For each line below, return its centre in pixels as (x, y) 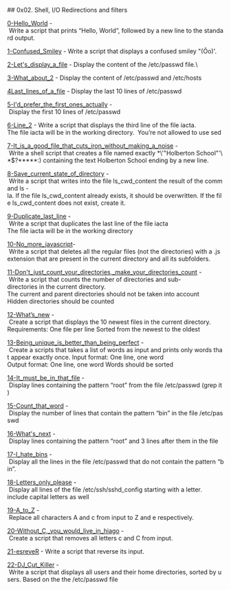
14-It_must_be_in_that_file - (46, 378)
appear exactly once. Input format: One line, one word (87, 357)
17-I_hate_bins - (30, 454)
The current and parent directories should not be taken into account (103, 294)
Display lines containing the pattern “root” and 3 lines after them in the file (113, 441)
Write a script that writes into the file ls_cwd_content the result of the (106, 181)
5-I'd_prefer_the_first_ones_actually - (60, 105)
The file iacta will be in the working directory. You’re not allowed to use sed (114, 132)
